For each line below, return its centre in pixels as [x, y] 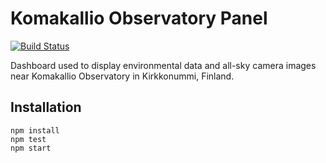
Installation [46, 107]
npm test [28, 139]
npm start [31, 148]
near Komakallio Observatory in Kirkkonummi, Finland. [122, 76]
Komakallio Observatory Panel [139, 18]
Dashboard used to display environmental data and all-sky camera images [163, 65]
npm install [35, 130]
